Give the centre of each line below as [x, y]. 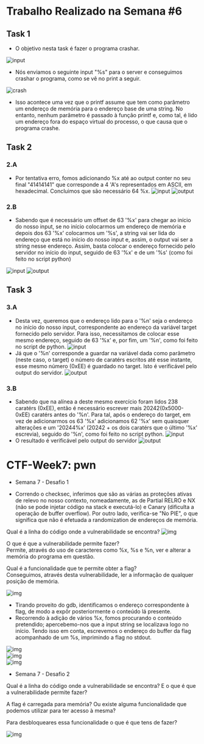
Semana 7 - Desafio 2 [42, 674]
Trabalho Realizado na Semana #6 [94, 11]
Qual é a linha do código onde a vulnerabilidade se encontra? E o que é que [101, 685]
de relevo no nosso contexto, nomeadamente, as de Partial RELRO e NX [105, 500]
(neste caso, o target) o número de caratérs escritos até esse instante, [104, 359]
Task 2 [19, 147]
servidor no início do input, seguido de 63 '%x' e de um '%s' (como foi [104, 252]
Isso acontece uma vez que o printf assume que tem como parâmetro [102, 102]
